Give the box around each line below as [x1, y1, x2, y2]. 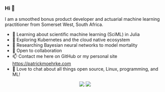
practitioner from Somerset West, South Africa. [5, 21, 103, 27]
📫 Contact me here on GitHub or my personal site [12, 53, 118, 59]
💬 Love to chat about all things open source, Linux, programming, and [12, 66, 158, 72]
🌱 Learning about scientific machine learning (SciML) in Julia [12, 32, 140, 38]
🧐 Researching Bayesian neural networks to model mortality [12, 42, 138, 48]
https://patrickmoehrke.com [12, 60, 71, 67]
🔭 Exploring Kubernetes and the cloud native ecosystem [12, 37, 130, 43]
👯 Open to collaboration [12, 48, 62, 54]
